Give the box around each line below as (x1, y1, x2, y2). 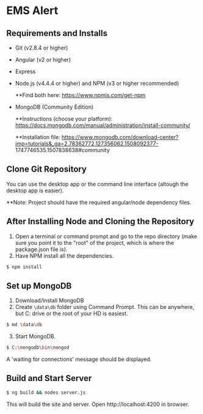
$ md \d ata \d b (6, 322, 43, 328)
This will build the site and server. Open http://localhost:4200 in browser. (6, 401, 190, 408)
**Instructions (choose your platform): (15, 115, 113, 122)
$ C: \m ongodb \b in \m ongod (6, 344, 69, 351)
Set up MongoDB (6, 280, 72, 291)
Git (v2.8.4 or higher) (15, 44, 68, 51)
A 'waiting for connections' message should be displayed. (6, 355, 152, 363)
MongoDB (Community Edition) (15, 103, 94, 111)
